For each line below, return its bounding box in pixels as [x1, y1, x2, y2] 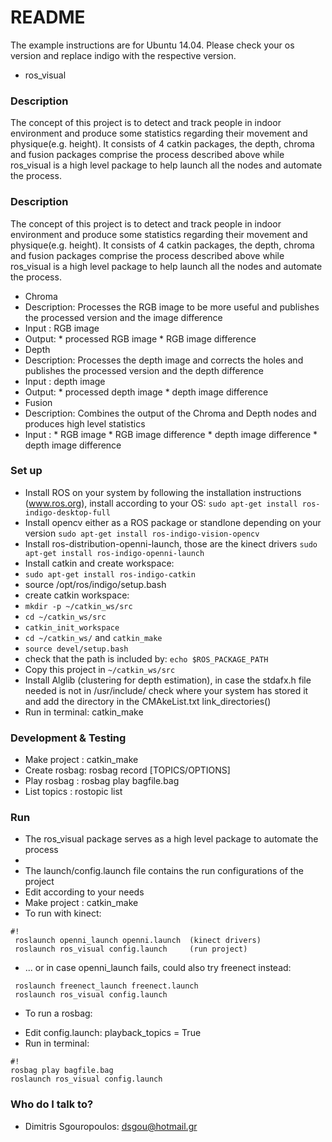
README [10, 6, 86, 29]
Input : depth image [24, 375, 106, 387]
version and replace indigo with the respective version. [10, 49, 237, 61]
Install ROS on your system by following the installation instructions [24, 486, 302, 498]
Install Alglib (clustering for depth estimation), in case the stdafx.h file [24, 674, 312, 686]
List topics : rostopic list [24, 786, 123, 798]
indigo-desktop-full [24, 507, 111, 518]
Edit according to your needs [24, 886, 145, 898]
